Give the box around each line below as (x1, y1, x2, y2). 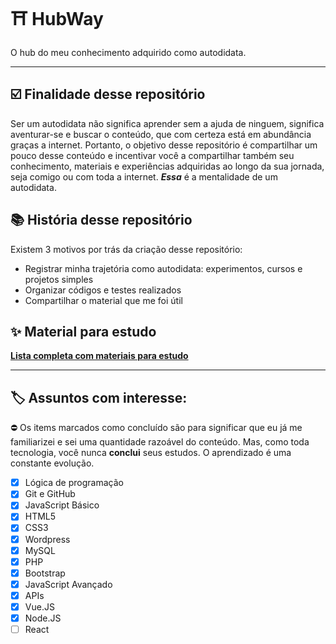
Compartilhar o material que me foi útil (24, 294, 183, 306)
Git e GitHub (24, 488, 76, 500)
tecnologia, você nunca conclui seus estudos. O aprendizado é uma (10, 447, 292, 459)
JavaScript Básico (24, 499, 100, 511)
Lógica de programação (24, 477, 124, 489)
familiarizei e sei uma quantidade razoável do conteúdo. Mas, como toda (10, 436, 310, 448)
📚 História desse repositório (10, 212, 193, 229)
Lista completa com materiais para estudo (10, 350, 189, 362)
